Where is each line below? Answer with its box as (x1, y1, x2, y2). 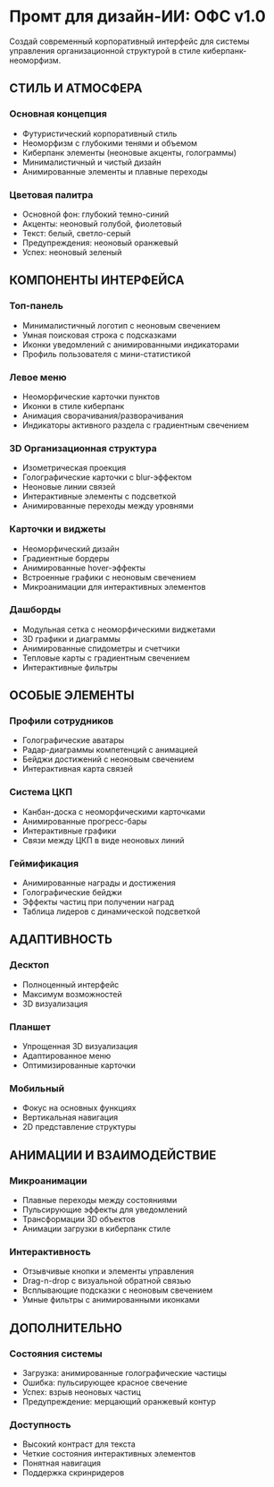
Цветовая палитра (9, 188, 94, 201)
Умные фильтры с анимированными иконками (21, 1295, 201, 1305)
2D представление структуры (21, 1122, 137, 1132)
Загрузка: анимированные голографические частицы (21, 1368, 228, 1379)
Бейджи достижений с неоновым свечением (21, 754, 195, 765)
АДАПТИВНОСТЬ (9, 932, 113, 947)
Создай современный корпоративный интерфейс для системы (9, 36, 250, 47)
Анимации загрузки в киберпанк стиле (21, 1224, 171, 1235)
